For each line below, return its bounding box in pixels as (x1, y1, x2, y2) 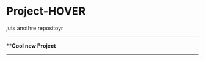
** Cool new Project (6, 41, 56, 49)
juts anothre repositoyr (6, 24, 63, 32)
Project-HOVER (6, 4, 86, 18)
